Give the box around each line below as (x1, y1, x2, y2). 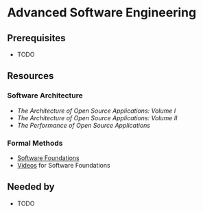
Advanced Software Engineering (7, 5, 197, 21)
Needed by (7, 181, 55, 193)
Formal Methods (7, 138, 63, 148)
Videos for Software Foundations (16, 161, 111, 169)
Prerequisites (7, 32, 66, 44)
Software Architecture (7, 91, 84, 100)
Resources (7, 70, 54, 82)
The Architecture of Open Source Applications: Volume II (16, 113, 178, 122)
